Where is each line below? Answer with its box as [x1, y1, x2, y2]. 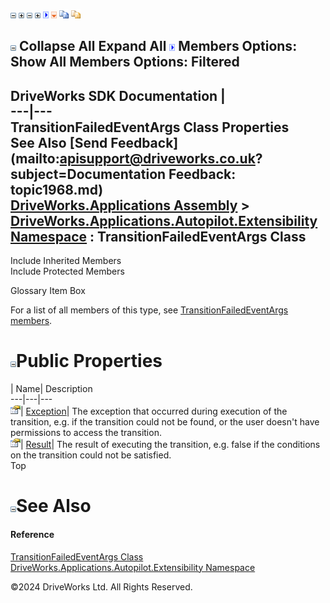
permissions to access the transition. [10, 427, 162, 439]
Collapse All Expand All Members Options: [18, 38, 298, 55]
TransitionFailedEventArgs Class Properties [10, 119, 290, 136]
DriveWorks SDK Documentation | [10, 87, 226, 104]
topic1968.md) [10, 181, 104, 198]
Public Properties [16, 350, 163, 373]
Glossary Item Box [10, 285, 86, 297]
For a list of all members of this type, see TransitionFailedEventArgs [10, 304, 289, 316]
